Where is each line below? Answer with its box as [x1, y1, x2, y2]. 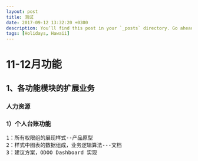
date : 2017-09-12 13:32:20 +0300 [6, 19, 88, 25]
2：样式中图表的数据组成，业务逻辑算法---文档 [6, 142, 122, 148]
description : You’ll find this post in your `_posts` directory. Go [6, 25, 178, 31]
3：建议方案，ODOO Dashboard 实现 [6, 149, 97, 156]
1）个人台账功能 [6, 119, 51, 127]
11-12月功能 [6, 58, 62, 71]
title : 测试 [6, 14, 34, 20]
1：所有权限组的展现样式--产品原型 [6, 134, 93, 141]
